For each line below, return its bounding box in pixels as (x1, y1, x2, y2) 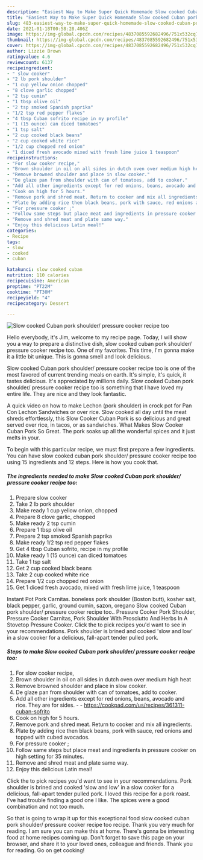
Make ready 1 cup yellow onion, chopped (15, 507, 118, 514)
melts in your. (7, 434, 41, 441)
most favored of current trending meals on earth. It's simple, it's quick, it (7, 371, 186, 378)
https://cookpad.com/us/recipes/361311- (84, 701, 185, 709)
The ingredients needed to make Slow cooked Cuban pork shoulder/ (7, 472, 181, 480)
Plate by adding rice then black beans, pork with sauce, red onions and (15, 727, 192, 734)
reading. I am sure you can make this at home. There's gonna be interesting (7, 827, 195, 835)
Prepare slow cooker (15, 494, 67, 502)
